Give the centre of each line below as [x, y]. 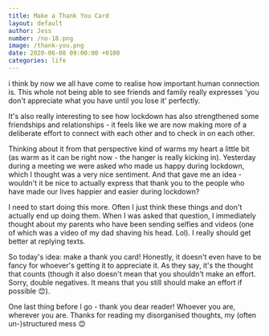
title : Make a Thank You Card [59, 16]
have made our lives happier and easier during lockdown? [104, 191]
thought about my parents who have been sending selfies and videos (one [131, 224]
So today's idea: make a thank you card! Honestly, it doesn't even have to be [135, 256]
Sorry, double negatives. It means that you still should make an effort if [125, 282]
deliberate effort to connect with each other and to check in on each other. [132, 133]
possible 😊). [29, 291]
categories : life [37, 61]
